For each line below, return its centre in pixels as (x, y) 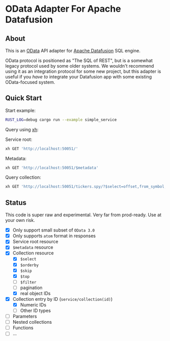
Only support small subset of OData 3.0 (54, 230)
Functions (23, 328)
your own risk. (20, 220)
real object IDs (35, 293)
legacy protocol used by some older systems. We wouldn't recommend (80, 66)
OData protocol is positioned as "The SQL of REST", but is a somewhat (79, 61)
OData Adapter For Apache (63, 9)
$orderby (29, 265)
